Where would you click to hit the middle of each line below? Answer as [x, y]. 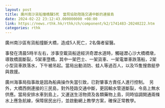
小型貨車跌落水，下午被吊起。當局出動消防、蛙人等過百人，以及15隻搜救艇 [80, 66]
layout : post [18, 10]
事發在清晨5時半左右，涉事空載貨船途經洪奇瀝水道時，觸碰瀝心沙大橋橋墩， [82, 53]
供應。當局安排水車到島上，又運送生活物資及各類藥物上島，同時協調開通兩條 [82, 95]
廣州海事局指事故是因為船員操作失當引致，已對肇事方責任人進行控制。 [76, 82]
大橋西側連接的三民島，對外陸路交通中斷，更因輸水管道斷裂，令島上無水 [87, 88]
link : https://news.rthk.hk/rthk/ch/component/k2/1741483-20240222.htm [80, 23]
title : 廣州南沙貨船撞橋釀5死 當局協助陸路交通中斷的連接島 [60, 14]
